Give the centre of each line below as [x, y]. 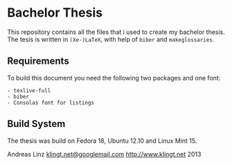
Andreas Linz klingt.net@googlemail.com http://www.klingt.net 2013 [104, 154]
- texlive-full [29, 90]
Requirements [38, 61]
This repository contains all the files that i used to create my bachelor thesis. [116, 32]
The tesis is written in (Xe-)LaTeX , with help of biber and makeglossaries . [111, 39]
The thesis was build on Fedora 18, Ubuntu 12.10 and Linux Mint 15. [102, 141]
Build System [36, 124]
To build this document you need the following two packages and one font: [114, 78]
